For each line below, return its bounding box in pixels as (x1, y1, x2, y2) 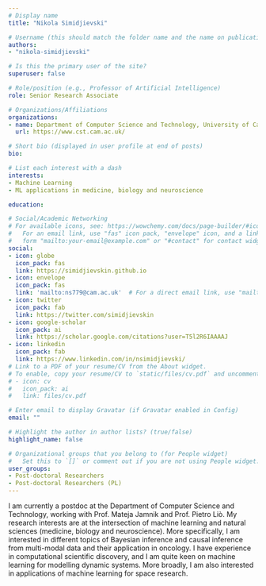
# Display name (8, 11, 59, 20)
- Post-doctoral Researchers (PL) (8, 480, 123, 488)
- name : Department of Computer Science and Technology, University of (8, 121, 249, 129)
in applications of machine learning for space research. (8, 569, 188, 578)
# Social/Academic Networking (8, 215, 108, 223)
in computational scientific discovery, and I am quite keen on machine (8, 552, 236, 561)
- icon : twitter (8, 296, 62, 304)
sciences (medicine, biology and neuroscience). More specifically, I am (8, 526, 240, 536)
